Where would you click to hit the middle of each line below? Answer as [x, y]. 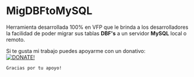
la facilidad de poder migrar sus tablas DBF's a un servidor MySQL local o [96, 33]
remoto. [16, 39]
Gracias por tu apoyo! [34, 68]
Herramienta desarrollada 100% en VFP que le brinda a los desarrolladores [97, 27]
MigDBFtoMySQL [49, 11]
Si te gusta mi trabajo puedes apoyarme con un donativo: [76, 51]
